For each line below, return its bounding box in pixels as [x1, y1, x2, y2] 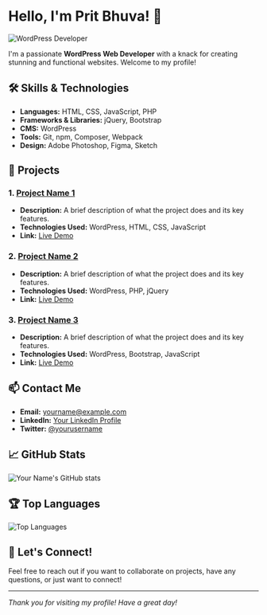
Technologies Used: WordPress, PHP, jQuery [19, 286, 169, 296]
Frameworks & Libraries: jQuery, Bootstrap [19, 115, 162, 124]
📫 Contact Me [8, 382, 82, 395]
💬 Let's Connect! [8, 545, 93, 558]
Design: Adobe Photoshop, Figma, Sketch [19, 140, 157, 150]
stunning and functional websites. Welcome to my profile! [8, 57, 197, 67]
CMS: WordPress [19, 123, 77, 133]
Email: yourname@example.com [19, 406, 127, 417]
